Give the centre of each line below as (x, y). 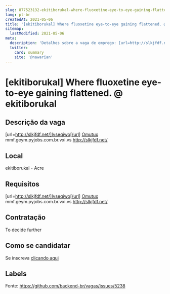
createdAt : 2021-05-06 (29, 19)
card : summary (29, 52)
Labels (16, 274)
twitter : (19, 48)
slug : (11, 10)
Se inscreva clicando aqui (32, 258)
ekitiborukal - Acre (25, 168)
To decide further (24, 230)
